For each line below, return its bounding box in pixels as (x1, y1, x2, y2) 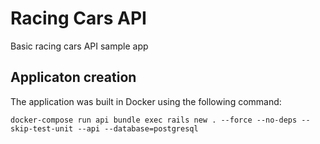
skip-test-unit (10, 123, 74, 134)
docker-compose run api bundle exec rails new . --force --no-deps (10, 115, 298, 125)
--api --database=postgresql (77, 123, 199, 134)
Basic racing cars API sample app (10, 40, 149, 52)
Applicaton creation (10, 69, 137, 86)
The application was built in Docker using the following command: (10, 95, 282, 107)
